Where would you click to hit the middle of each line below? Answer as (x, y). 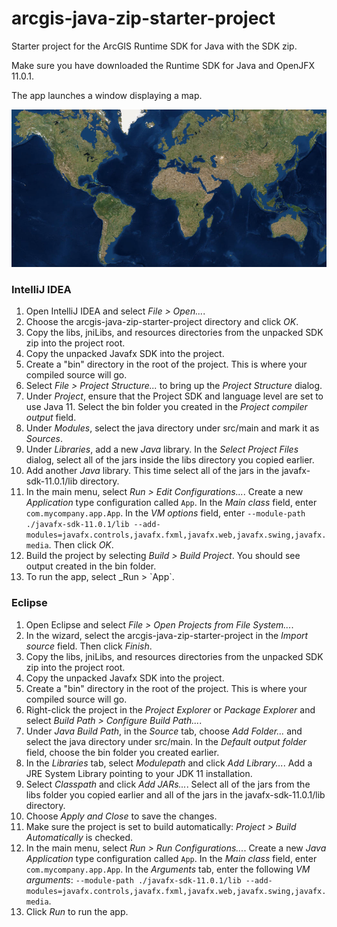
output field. (51, 418)
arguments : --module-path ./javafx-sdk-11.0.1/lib (133, 879)
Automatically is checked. (79, 837)
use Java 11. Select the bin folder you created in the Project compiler (166, 407)
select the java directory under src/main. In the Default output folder (166, 741)
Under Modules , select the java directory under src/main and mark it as (172, 428)
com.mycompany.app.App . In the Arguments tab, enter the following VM (168, 869)
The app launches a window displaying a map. (107, 95)
